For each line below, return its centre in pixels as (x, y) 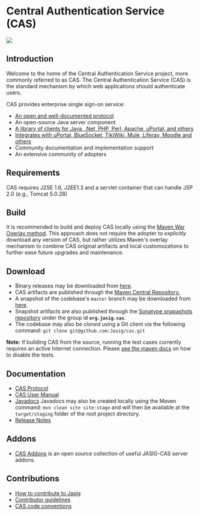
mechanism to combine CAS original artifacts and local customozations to (98, 246)
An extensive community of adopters (61, 154)
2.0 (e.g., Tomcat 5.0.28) (37, 194)
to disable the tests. (31, 355)
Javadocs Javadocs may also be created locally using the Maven (95, 401)
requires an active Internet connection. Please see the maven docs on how (98, 349)
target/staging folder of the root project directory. (77, 414)
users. (14, 92)
